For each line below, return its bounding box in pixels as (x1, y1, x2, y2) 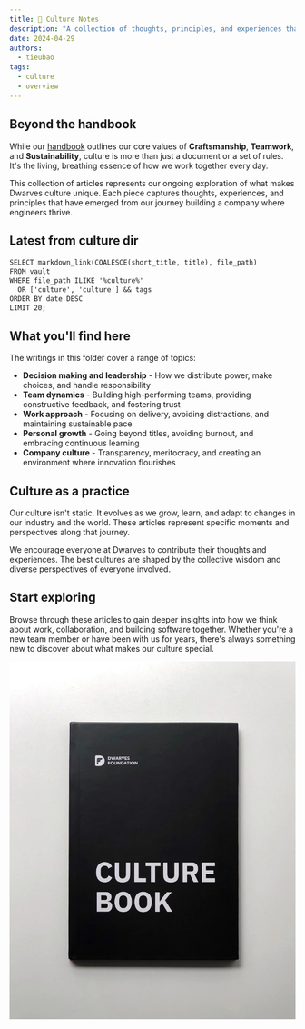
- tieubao (17, 53, 54, 63)
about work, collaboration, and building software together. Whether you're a (9, 624, 293, 634)
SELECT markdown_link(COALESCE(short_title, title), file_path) (9, 258, 258, 267)
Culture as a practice (9, 483, 130, 499)
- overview (17, 82, 59, 91)
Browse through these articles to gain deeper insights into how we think (9, 614, 278, 624)
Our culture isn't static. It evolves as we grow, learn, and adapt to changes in (9, 507, 296, 518)
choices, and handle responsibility (22, 380, 152, 391)
